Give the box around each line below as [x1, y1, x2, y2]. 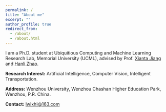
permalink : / [5, 7, 33, 13]
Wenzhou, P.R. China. [5, 91, 51, 97]
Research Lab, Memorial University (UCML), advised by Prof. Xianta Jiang [5, 55, 161, 61]
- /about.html [10, 36, 40, 41]
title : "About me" [5, 12, 45, 17]
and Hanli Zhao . [5, 61, 39, 67]
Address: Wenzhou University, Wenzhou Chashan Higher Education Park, [5, 86, 161, 92]
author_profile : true [5, 21, 52, 27]
